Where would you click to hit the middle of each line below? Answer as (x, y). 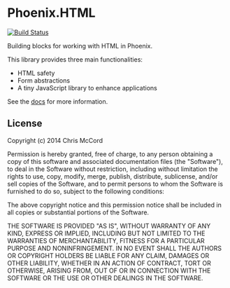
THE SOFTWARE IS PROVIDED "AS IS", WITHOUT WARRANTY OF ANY (109, 226)
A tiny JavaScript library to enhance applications (87, 88)
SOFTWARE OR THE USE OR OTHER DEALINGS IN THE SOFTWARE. (105, 277)
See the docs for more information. (58, 101)
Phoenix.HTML (51, 13)
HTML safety (36, 73)
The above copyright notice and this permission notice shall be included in (114, 205)
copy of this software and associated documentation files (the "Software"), (115, 161)
